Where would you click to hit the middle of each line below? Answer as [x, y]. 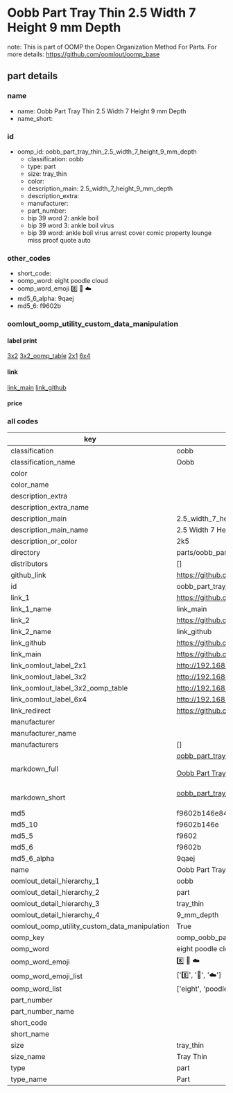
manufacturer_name [44, 734]
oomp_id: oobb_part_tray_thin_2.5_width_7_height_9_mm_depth [107, 152]
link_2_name [31, 632]
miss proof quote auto [59, 240]
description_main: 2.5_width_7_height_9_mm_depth [100, 188]
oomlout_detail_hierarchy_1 [55, 881]
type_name [29, 1079]
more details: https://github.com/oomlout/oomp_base [84, 54]
